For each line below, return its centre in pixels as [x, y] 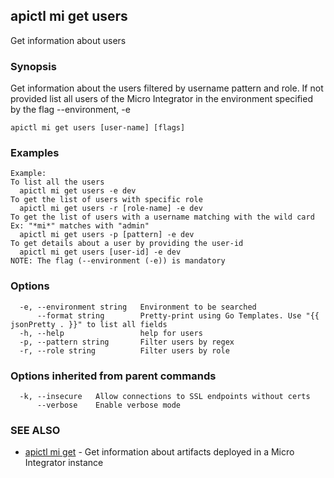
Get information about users [68, 40]
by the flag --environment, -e [70, 110]
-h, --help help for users [111, 333]
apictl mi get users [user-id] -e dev [100, 252]
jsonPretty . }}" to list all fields [89, 324]
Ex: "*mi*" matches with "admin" [80, 226]
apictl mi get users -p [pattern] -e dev [107, 235]
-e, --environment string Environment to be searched [138, 307]
